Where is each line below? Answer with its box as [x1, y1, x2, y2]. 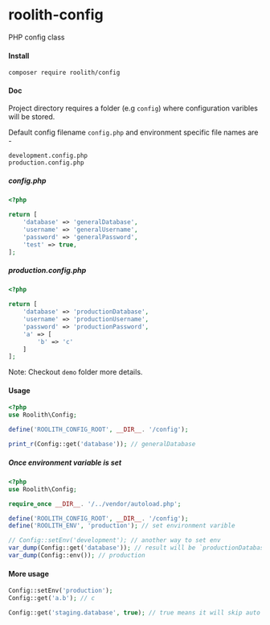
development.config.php [8, 151, 88, 160]
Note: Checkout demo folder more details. [8, 367, 143, 377]
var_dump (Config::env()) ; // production [8, 552, 146, 560]
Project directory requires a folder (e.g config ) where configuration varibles [8, 103, 259, 114]
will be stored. [8, 112, 55, 122]
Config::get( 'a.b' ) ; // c [8, 594, 95, 602]
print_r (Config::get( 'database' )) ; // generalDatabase [8, 441, 196, 449]
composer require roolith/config [8, 68, 121, 77]
